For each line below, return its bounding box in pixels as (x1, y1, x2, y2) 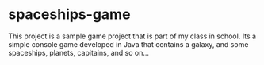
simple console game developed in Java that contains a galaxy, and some (8, 39, 249, 49)
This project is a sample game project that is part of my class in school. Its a (8, 31, 256, 41)
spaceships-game (8, 5, 131, 23)
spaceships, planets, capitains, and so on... (8, 48, 149, 57)
